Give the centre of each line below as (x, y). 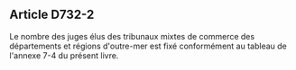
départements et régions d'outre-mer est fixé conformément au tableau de (148, 46)
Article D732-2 (52, 15)
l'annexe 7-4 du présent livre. (64, 55)
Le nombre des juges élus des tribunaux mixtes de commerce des (132, 36)
